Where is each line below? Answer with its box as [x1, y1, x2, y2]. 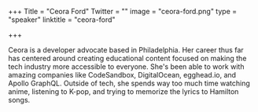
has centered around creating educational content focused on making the [8, 54, 247, 63]
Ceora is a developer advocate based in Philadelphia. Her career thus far [8, 45, 244, 54]
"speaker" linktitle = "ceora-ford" [8, 15, 116, 24]
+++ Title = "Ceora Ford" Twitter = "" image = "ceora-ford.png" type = [8, 7, 238, 16]
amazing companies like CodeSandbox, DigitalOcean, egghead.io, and [8, 70, 237, 79]
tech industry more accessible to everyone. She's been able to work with [8, 62, 245, 71]
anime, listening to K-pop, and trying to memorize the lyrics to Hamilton [8, 87, 239, 96]
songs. [8, 96, 31, 104]
